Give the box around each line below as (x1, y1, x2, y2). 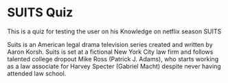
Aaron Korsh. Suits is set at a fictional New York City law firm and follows (7, 48, 214, 56)
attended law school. (7, 69, 67, 78)
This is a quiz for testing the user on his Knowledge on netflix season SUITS (7, 27, 222, 35)
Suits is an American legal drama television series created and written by (7, 40, 213, 48)
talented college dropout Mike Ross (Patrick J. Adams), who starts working (7, 54, 219, 63)
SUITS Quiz (7, 5, 73, 20)
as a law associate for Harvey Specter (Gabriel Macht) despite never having (7, 62, 221, 70)
